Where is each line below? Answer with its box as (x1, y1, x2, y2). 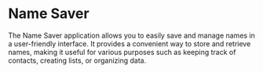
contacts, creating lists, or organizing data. (8, 56, 147, 65)
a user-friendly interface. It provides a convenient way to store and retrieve (8, 38, 251, 48)
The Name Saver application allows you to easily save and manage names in (8, 31, 255, 40)
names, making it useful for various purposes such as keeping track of (8, 47, 236, 57)
